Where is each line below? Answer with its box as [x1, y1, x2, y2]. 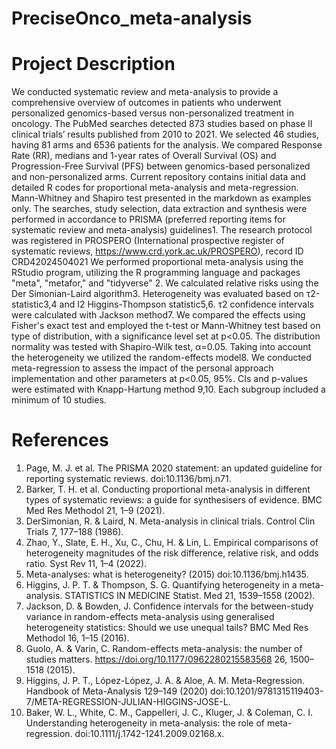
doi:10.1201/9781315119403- [210, 685, 324, 697]
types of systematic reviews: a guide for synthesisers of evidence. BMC [25, 494, 323, 506]
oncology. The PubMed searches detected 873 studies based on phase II [11, 118, 313, 130]
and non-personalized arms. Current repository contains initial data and [11, 171, 306, 183]
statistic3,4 [11, 298, 58, 311]
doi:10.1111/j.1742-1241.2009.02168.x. [74, 728, 225, 740]
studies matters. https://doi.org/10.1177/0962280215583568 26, [25, 653, 288, 666]
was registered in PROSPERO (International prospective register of [11, 235, 285, 247]
